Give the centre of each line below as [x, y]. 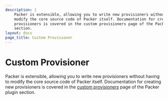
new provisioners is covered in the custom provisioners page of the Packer [82, 87]
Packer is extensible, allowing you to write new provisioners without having [82, 76]
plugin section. [20, 92]
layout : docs [19, 33]
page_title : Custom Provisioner [39, 38]
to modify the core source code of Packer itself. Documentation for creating [83, 81]
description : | [21, 10]
